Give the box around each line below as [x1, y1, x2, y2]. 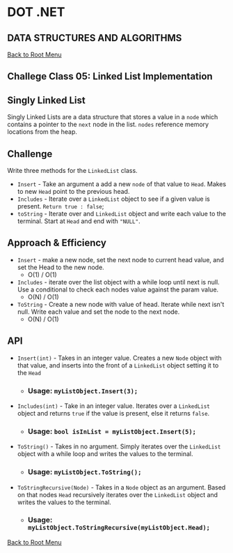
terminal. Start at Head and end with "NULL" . [17, 217, 140, 225]
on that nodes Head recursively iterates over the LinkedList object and [17, 490, 218, 499]
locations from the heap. [7, 128, 78, 136]
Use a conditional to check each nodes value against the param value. [17, 285, 219, 294]
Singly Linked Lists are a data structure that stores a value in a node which [7, 113, 218, 121]
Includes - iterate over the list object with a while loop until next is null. [17, 278, 220, 286]
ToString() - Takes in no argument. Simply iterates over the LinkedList [17, 442, 221, 450]
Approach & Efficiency [7, 237, 106, 249]
